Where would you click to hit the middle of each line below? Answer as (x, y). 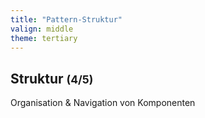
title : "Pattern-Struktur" (66, 19)
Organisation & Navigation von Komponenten (103, 103)
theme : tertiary (44, 38)
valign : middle (42, 29)
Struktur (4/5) (52, 78)
